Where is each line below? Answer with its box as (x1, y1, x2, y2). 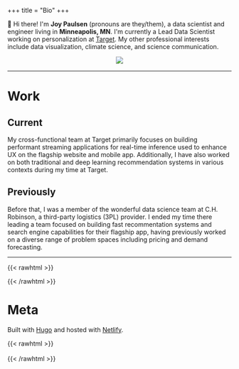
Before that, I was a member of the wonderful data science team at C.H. (7, 205, 218, 213)
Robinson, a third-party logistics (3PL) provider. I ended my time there (7, 213, 213, 221)
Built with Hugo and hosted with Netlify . (7, 325, 124, 333)
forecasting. (7, 242, 43, 251)
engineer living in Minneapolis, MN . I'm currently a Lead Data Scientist (7, 28, 216, 36)
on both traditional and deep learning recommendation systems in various (7, 158, 224, 166)
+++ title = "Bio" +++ (7, 6, 70, 14)
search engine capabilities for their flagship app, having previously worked (7, 228, 226, 236)
